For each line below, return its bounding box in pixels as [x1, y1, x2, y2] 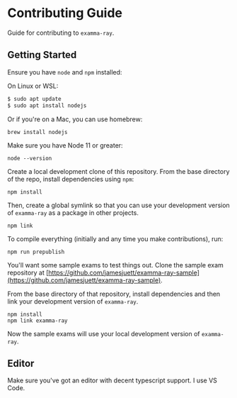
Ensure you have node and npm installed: [7, 67, 122, 76]
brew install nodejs [7, 128, 69, 136]
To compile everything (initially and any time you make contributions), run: [7, 234, 224, 243]
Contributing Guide [7, 5, 122, 21]
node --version [7, 155, 52, 162]
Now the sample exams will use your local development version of [7, 329, 200, 338]
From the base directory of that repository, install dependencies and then [7, 289, 221, 298]
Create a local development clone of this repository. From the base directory [7, 167, 230, 175]
